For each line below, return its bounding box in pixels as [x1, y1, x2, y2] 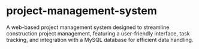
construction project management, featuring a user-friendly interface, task [6, 30, 190, 37]
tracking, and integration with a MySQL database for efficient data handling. [6, 36, 194, 43]
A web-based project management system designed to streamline [6, 24, 170, 31]
